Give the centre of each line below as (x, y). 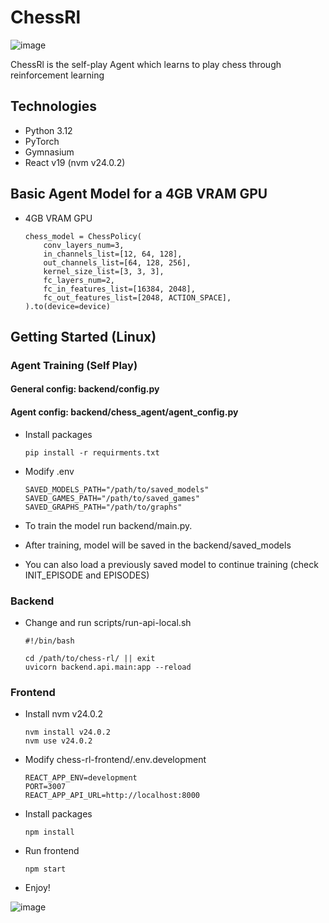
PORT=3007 (45, 787)
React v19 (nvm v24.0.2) (75, 162)
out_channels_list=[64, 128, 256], (117, 262)
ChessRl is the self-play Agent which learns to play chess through (146, 64)
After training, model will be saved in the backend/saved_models (158, 545)
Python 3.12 (48, 130)
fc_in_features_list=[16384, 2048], (119, 289)
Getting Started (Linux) (83, 336)
